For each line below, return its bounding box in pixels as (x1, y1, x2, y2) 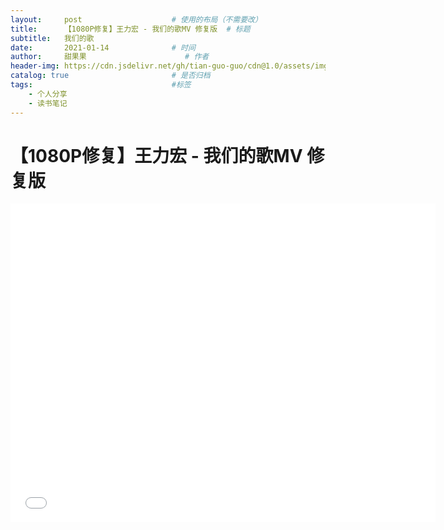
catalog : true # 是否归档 (10, 71, 211, 81)
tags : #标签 (10, 80, 192, 90)
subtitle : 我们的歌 (10, 33, 95, 43)
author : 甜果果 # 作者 (10, 52, 210, 62)
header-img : (10, 61, 60, 71)
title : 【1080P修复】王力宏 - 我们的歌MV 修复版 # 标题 (10, 24, 251, 34)
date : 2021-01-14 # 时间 (10, 42, 196, 53)
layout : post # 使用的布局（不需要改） (10, 14, 263, 25)
